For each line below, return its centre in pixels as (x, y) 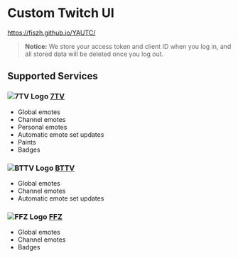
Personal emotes (42, 127)
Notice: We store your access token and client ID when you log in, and (128, 46)
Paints (27, 142)
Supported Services (53, 76)
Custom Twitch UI (61, 13)
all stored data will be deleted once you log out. (94, 54)
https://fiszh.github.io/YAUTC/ (52, 33)
